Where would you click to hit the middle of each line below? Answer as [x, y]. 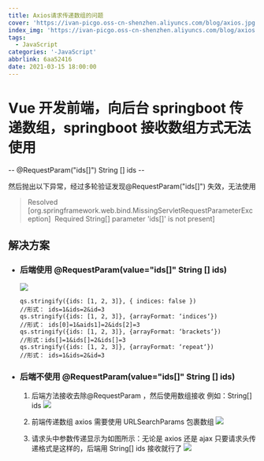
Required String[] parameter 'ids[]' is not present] [135, 218]
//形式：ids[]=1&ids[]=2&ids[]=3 [73, 340]
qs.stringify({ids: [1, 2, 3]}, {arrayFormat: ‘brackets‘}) [120, 332]
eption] [39, 218]
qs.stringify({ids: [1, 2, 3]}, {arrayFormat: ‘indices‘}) [119, 317]
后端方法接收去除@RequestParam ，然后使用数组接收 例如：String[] [141, 396]
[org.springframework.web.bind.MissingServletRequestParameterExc [140, 210]
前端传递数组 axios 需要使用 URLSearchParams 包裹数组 [123, 422]
